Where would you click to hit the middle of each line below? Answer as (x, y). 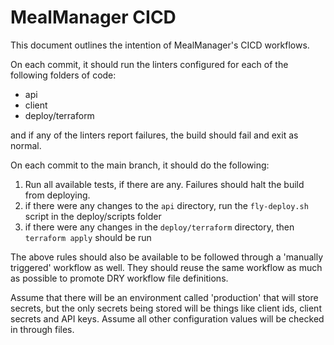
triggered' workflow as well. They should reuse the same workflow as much (166, 267)
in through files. (42, 329)
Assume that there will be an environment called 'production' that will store (164, 297)
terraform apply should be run (88, 237)
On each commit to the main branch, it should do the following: (140, 165)
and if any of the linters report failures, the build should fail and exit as (154, 135)
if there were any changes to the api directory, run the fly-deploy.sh (166, 205)
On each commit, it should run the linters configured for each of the (149, 64)
